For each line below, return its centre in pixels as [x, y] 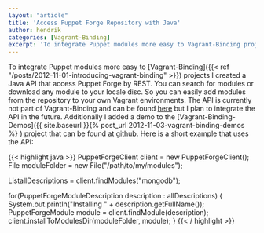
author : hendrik [35, 30]
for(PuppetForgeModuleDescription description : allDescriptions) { [115, 196]
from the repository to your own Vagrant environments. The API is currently [130, 100]
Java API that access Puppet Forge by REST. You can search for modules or [131, 84]
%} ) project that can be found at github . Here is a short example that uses [128, 133]
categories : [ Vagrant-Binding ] [59, 37]
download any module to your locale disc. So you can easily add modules [127, 92]
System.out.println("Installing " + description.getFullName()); [106, 204]
